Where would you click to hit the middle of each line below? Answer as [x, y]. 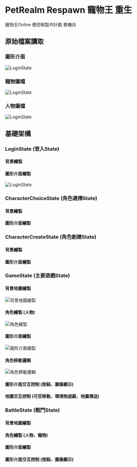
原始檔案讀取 [24, 41]
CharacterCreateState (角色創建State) [51, 237]
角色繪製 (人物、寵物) [26, 435]
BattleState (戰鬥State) [33, 410]
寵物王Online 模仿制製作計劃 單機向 [41, 25]
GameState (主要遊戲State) [37, 276]
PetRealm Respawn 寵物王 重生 [69, 10]
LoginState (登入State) [32, 149]
